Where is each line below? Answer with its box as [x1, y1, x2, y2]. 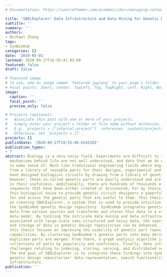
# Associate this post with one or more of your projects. [5, 117, 135, 122]
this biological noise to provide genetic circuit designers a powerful [9, 191, 164, 196]
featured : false [5, 62, 39, 67]
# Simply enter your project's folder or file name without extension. [5, 122, 162, 127]
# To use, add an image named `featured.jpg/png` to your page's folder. [5, 80, 162, 86]
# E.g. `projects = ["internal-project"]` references [5, 126, 123, 131]
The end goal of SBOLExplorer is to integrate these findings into [9, 251, 153, 256]
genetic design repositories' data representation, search [9, 255, 135, 260]
